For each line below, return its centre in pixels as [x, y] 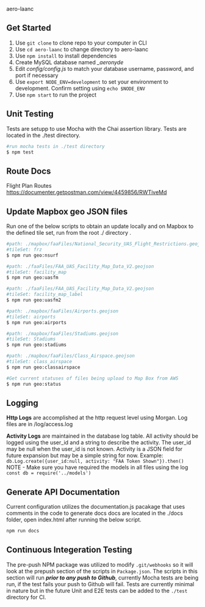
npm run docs [23, 531]
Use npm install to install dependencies [66, 56]
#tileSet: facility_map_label [45, 295]
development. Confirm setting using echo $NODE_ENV [80, 88]
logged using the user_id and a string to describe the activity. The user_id [99, 443]
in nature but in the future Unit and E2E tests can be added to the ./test [97, 590]
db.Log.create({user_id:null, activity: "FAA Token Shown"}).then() [95, 462]
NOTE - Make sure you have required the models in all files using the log [97, 468]
